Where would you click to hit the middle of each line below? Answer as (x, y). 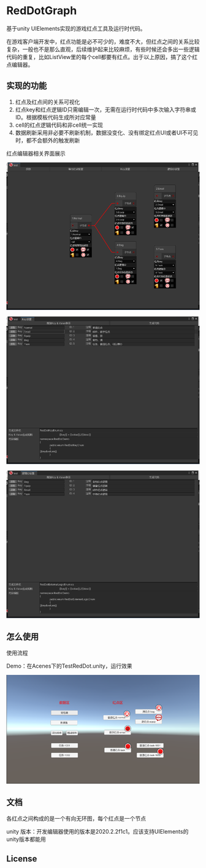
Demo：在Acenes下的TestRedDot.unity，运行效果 (69, 666)
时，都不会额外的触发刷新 (48, 140)
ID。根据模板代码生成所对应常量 (55, 117)
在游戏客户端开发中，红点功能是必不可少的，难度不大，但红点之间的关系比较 (103, 41)
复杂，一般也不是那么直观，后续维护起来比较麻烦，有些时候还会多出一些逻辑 (103, 49)
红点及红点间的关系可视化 (48, 101)
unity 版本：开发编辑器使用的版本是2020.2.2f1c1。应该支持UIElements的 (97, 831)
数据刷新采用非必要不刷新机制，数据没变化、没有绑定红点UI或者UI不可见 (107, 132)
